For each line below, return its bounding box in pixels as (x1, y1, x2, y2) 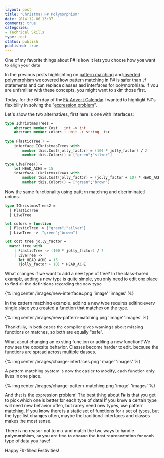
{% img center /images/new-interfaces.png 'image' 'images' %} (5, 290, 134, 296)
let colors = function (5, 221, 51, 226)
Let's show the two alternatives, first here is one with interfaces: (5, 111, 134, 117)
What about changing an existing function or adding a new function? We (5, 339, 150, 345)
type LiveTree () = (5, 162, 42, 167)
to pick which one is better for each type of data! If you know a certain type (5, 397, 157, 403)
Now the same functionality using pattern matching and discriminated (5, 189, 145, 195)
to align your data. (5, 62, 41, 68)
